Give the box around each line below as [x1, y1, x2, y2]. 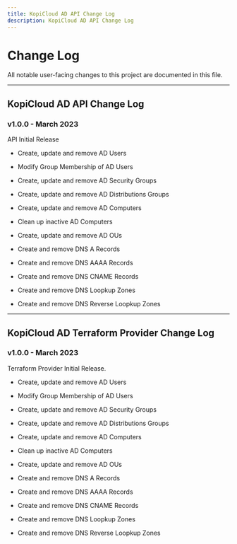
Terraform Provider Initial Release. [7, 364, 107, 372]
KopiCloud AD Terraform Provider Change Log [7, 327, 215, 339]
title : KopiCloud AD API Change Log [7, 10, 115, 18]
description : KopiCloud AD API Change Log [7, 17, 134, 24]
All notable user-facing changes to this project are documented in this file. [7, 71, 223, 79]
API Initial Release [7, 135, 59, 144]
